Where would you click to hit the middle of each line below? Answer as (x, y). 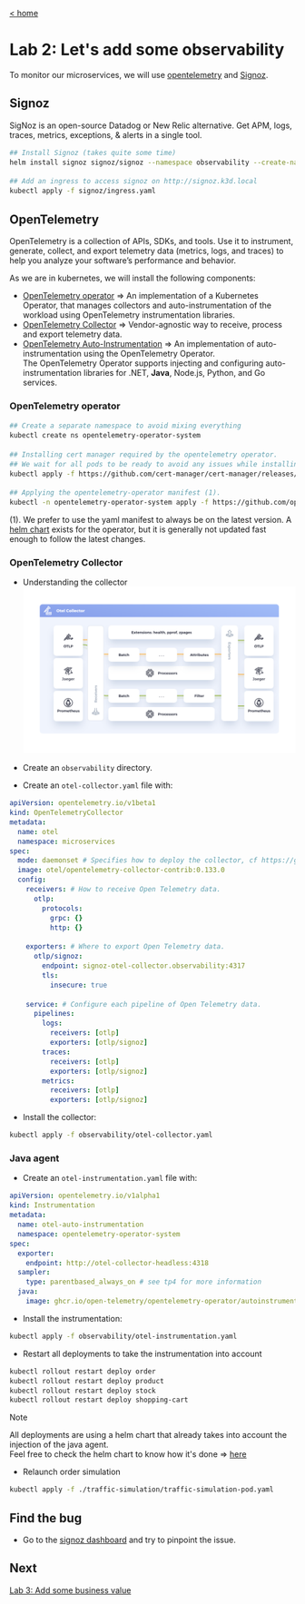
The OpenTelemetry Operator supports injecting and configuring (143, 363)
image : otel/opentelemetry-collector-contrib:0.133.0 (121, 871)
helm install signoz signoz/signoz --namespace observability (129, 162)
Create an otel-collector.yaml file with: (98, 785)
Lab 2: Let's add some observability (147, 50)
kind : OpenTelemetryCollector (67, 813)
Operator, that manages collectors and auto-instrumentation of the (147, 305)
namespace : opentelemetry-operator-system (99, 1234)
